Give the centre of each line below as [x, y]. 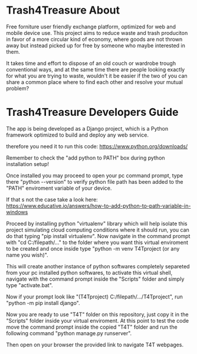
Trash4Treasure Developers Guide [92, 112]
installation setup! [27, 164]
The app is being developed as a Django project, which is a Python [87, 128]
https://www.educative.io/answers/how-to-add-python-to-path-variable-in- [98, 206]
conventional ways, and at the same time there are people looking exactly [96, 69]
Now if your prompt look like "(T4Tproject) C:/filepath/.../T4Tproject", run [94, 297]
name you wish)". [27, 255]
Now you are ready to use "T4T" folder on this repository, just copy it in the [97, 314]
